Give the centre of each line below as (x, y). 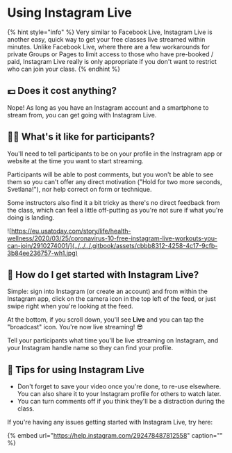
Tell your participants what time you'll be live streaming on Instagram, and (113, 340)
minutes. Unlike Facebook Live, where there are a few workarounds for (109, 47)
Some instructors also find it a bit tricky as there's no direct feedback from (114, 202)
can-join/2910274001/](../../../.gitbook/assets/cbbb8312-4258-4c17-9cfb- (113, 245)
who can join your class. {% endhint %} (64, 69)
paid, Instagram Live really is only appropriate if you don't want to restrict (112, 61)
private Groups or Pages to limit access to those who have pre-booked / (110, 54)
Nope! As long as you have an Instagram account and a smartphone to (108, 107)
